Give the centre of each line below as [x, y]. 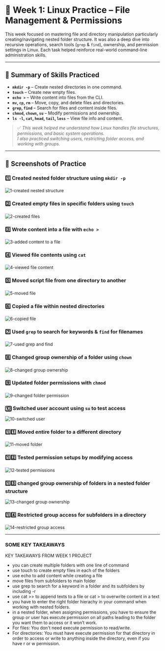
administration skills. [26, 55]
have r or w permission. [36, 643]
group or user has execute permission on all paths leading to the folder [84, 617]
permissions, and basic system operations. [61, 133]
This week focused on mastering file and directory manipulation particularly [82, 34]
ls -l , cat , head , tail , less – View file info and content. [68, 118]
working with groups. [39, 144]
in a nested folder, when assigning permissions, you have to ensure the [84, 612]
